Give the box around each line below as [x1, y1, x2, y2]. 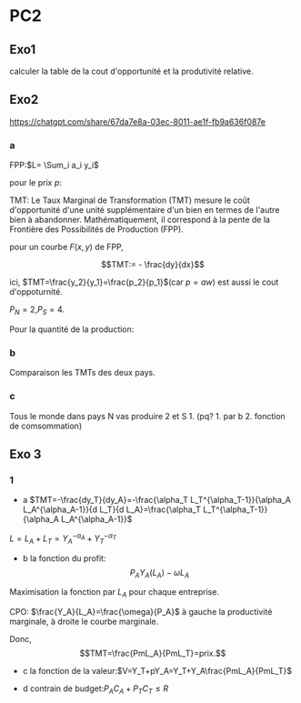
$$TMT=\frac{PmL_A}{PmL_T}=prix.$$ [79, 648, 226, 659]
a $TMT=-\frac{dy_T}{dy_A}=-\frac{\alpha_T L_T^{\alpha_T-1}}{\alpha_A [22, 495, 291, 506]
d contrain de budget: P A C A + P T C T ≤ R [22, 683, 169, 697]
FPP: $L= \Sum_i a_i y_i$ [9, 160, 100, 171]
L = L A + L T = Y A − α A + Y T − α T [9, 531, 116, 546]
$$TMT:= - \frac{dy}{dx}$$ [101, 259, 205, 270]
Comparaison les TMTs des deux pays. [9, 367, 156, 378]
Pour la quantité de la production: [9, 324, 135, 335]
